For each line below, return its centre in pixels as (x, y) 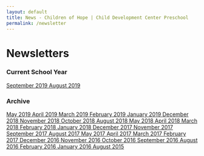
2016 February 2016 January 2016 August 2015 (65, 147)
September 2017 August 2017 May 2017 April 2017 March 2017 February (96, 134)
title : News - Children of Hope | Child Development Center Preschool (97, 18)
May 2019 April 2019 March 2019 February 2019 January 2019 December (98, 114)
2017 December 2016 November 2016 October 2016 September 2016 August (102, 140)
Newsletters (38, 53)
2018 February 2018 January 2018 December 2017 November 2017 (90, 127)
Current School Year (37, 72)
